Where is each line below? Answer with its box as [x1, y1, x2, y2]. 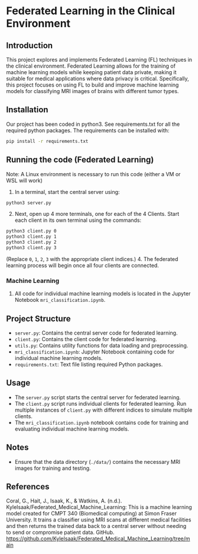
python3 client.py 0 [6, 228, 57, 234]
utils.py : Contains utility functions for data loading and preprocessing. [14, 342, 189, 349]
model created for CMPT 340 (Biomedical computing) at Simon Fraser [6, 510, 177, 517]
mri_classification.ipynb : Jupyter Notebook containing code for [14, 348, 175, 355]
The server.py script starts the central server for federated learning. [14, 393, 181, 401]
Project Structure [6, 313, 71, 324]
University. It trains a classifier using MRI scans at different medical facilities [6, 516, 191, 523]
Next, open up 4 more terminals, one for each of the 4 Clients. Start [14, 211, 179, 218]
